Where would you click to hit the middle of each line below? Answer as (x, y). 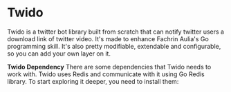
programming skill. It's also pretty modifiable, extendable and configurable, (114, 46)
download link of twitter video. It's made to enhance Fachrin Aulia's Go (108, 38)
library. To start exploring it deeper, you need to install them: (93, 81)
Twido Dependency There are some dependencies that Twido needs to (109, 67)
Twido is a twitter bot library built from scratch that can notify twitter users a (116, 32)
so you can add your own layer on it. (59, 54)
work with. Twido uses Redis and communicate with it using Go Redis (106, 74)
